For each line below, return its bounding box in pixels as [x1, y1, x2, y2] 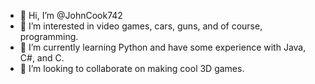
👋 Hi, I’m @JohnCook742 [19, 10, 123, 21]
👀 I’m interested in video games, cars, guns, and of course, [19, 20, 263, 32]
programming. [19, 31, 79, 42]
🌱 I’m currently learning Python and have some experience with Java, [19, 41, 307, 53]
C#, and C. [19, 52, 65, 64]
